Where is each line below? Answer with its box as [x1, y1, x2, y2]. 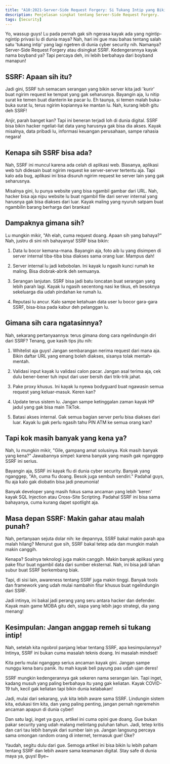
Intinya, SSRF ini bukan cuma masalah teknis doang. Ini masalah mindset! [5, 650, 158, 656]
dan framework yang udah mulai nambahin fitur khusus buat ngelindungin [5, 582, 159, 588]
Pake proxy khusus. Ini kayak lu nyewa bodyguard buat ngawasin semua [12, 383, 164, 389]
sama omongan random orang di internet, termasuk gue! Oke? [5, 733, 135, 739]
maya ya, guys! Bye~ [5, 753, 49, 759]
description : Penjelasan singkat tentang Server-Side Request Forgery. [5, 12, 159, 17]
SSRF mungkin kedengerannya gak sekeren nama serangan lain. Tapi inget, [5, 675, 163, 681]
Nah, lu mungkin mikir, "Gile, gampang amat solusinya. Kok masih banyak [5, 448, 158, 454]
